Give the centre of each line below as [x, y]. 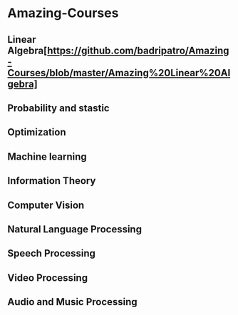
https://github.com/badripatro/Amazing [138, 50]
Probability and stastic [58, 108]
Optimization [37, 132]
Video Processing [47, 278]
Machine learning [47, 156]
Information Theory [52, 181]
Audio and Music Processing [72, 302]
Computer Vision [46, 205]
